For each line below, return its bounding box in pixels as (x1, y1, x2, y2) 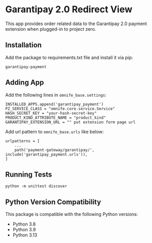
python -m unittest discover (5, 184, 67, 189)
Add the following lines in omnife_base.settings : (5, 92, 107, 98)
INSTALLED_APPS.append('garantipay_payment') (5, 101, 104, 107)
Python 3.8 (12, 221, 36, 227)
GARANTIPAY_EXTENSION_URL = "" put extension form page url (5, 119, 136, 125)
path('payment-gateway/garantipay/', (14, 147, 95, 152)
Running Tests (5, 170, 52, 179)
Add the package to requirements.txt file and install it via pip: (5, 54, 134, 60)
